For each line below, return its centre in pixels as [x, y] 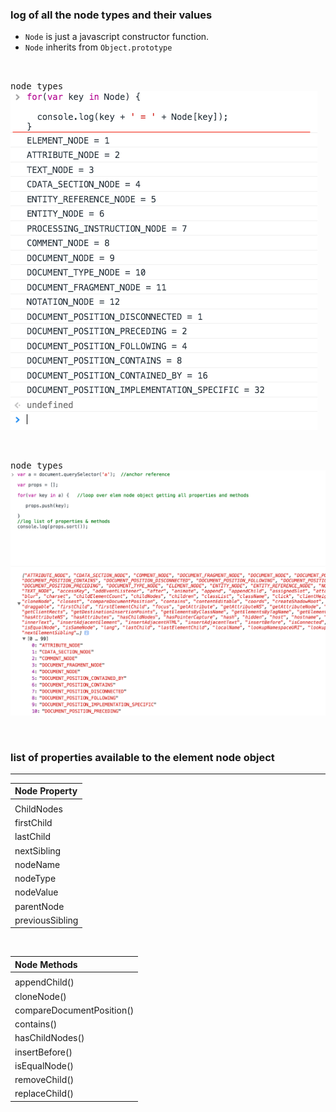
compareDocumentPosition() [74, 1010]
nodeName [37, 864]
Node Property [46, 791]
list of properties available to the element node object [142, 757]
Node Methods [46, 964]
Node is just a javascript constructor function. [117, 37]
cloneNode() [40, 996]
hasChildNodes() [49, 1038]
